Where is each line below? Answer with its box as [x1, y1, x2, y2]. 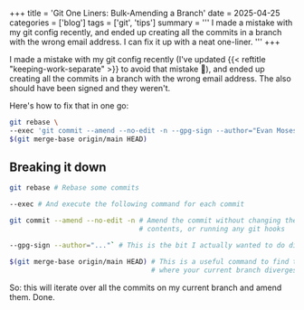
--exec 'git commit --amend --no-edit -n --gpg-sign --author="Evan [9, 126, 273, 135]
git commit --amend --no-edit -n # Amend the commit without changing [9, 216, 281, 225]
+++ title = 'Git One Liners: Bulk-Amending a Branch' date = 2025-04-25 [9, 8, 280, 18]
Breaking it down [9, 160, 107, 175]
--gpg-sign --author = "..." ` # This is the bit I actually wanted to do [9, 240, 285, 249]
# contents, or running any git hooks [138, 225, 285, 234]
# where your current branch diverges [150, 266, 298, 275]
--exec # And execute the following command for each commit [9, 200, 245, 209]
